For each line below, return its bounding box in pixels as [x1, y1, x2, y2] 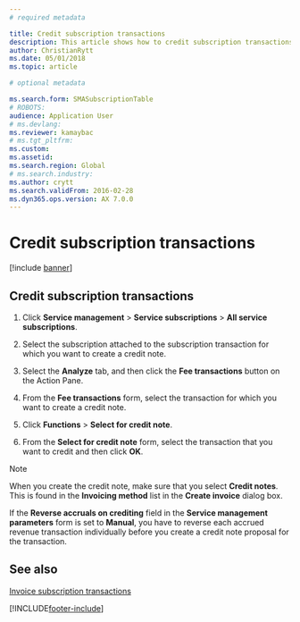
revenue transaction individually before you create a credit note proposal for [9, 526, 290, 537]
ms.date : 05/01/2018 [9, 55, 87, 63]
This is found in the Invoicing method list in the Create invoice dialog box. [9, 491, 283, 500]
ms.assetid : [9, 153, 54, 162]
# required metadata [9, 13, 87, 22]
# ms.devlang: [9, 120, 62, 129]
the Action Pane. [21, 375, 84, 385]
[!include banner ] [9, 263, 73, 273]
